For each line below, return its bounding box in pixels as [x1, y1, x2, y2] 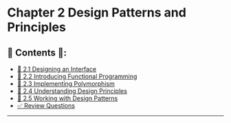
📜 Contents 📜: [7, 47, 67, 58]
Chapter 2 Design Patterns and [7, 5, 187, 21]
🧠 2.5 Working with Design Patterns [16, 94, 118, 102]
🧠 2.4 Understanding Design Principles [16, 87, 127, 95]
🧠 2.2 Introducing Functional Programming [16, 72, 137, 80]
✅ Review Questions [16, 102, 76, 109]
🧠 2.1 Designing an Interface [16, 65, 97, 73]
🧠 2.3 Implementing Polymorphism [16, 80, 115, 87]
